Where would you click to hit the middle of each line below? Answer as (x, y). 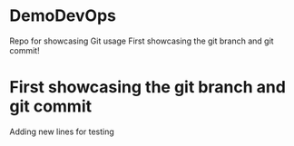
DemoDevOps (63, 16)
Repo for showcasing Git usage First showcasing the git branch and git (142, 41)
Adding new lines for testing (62, 131)
